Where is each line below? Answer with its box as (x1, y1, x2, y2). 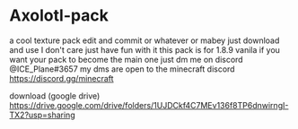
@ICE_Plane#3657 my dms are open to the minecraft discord (9, 64, 235, 74)
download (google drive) (9, 90, 101, 101)
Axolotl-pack (9, 5, 110, 26)
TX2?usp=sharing (9, 109, 75, 120)
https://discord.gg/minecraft (9, 73, 114, 83)
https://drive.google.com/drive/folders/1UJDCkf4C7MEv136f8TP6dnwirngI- (9, 99, 289, 110)
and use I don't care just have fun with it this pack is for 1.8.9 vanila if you (9, 44, 281, 55)
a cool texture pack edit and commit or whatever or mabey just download (9, 35, 280, 46)
